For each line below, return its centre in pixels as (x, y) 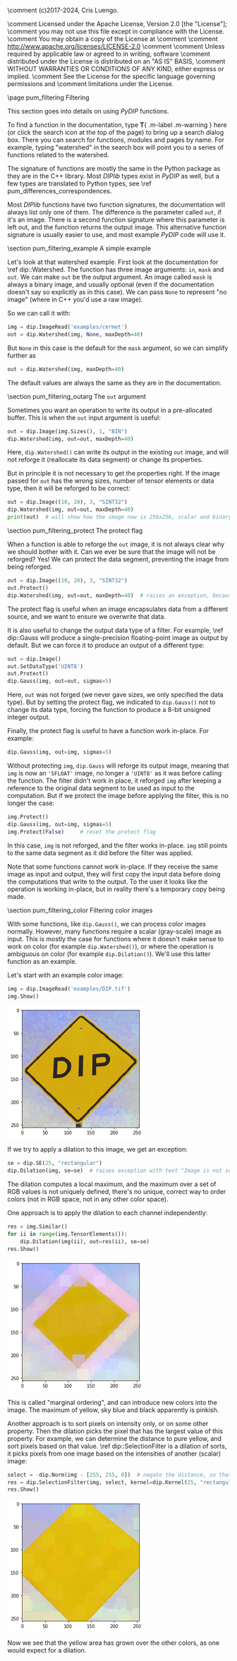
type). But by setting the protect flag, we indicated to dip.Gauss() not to (111, 702)
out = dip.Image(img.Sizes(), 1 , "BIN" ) (68, 431)
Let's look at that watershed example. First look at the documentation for (113, 262)
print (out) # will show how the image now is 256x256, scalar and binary (120, 517)
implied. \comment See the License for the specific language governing (111, 76)
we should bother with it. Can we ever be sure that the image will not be (112, 552)
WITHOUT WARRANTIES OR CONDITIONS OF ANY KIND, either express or (116, 69)
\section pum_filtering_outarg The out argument (77, 396)
